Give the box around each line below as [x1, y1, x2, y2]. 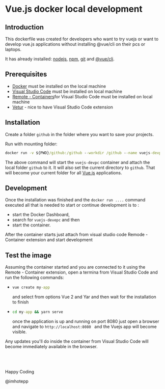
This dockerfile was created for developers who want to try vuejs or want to [5, 36, 159, 42]
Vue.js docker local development [5, 3, 142, 15]
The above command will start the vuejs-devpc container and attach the [5, 159, 150, 165]
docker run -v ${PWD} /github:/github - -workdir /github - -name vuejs [5, 150, 151, 155]
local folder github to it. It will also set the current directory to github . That [5, 165, 155, 170]
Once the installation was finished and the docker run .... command [5, 197, 146, 203]
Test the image [5, 251, 52, 259]
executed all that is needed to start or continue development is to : [5, 202, 139, 208]
